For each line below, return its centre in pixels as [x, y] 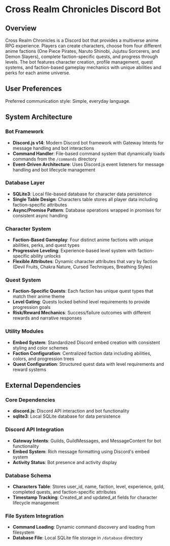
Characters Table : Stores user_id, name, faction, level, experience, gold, [89, 486]
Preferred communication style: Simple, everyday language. [68, 101]
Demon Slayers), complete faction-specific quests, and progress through [82, 56]
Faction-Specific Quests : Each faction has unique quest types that [83, 291]
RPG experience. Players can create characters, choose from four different [83, 46]
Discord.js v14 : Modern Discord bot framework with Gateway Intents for [88, 142]
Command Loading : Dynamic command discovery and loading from [84, 527]
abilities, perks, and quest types [46, 245]
